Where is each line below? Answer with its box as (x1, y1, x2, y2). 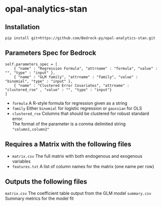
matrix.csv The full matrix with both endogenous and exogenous (12, 153, 143, 159)
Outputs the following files (5, 178, 88, 186)
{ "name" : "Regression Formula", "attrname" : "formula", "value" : (14, 66, 158, 71)
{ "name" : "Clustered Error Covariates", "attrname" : (14, 83, 130, 88)
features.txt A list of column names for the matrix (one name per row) (12, 163, 155, 169)
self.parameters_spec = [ (5, 62, 57, 67)
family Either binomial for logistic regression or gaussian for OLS (12, 105, 142, 111)
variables (12, 158, 31, 164)
